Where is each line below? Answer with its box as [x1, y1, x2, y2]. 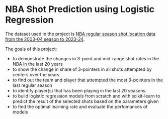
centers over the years [12, 71, 59, 77]
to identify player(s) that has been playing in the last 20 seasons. [12, 87, 147, 93]
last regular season [12, 82, 53, 88]
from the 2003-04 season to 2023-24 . [5, 36, 85, 42]
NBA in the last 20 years [12, 61, 63, 67]
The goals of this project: [5, 46, 57, 52]
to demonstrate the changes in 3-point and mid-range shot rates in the [12, 55, 159, 61]
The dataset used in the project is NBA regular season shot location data [5, 31, 156, 37]
